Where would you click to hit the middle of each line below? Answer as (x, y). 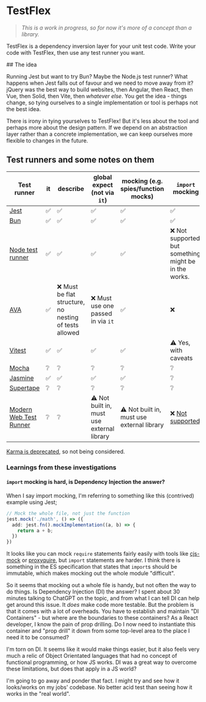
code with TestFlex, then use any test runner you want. (76, 52)
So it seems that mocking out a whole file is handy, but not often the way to (101, 585)
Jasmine (22, 378)
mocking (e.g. (142, 181)
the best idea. (24, 109)
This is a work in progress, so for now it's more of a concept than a (106, 28)
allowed (68, 332)
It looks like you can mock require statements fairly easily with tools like (97, 554)
